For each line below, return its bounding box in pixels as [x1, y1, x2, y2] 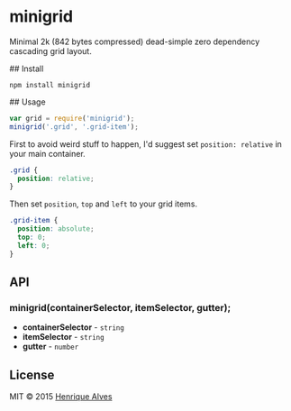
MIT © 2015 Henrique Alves [9, 391, 113, 402]
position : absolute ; [17, 224, 95, 233]
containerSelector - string [22, 322, 124, 333]
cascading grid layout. [9, 45, 92, 56]
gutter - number [22, 341, 79, 352]
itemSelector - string [22, 332, 105, 342]
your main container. [9, 148, 86, 159]
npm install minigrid [9, 80, 91, 89]
